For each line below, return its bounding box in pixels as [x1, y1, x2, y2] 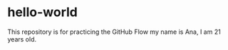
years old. [7, 35, 37, 43]
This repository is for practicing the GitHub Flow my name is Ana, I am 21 [7, 27, 221, 36]
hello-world [7, 4, 78, 20]
